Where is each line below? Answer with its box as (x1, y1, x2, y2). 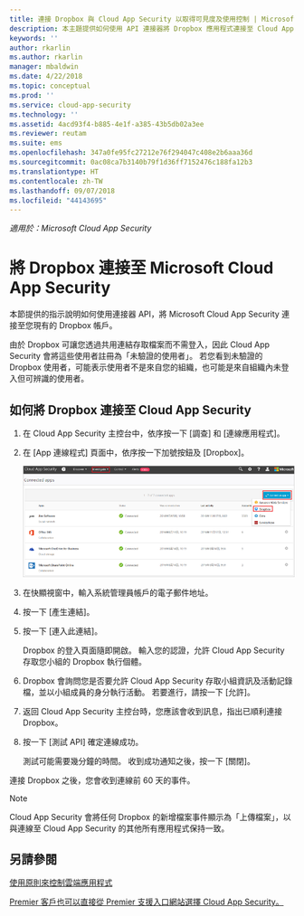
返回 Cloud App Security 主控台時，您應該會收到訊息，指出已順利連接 (22, 705, 283, 716)
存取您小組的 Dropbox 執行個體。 (22, 656, 147, 666)
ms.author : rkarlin (9, 52, 83, 62)
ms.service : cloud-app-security (9, 100, 131, 109)
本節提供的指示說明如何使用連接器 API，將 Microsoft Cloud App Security (9, 308, 280, 320)
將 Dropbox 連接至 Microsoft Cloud (9, 258, 274, 279)
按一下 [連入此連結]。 (22, 625, 102, 637)
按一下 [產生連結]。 (22, 606, 95, 617)
